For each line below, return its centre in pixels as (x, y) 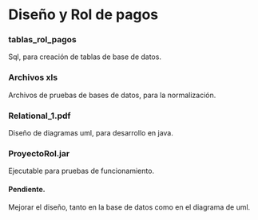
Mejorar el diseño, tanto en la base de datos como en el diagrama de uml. (129, 207)
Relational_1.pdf (40, 116)
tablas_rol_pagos (43, 40)
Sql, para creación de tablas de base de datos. (85, 57)
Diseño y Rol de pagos (83, 15)
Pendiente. (27, 189)
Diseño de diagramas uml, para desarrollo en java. (91, 133)
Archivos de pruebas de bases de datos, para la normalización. (112, 95)
